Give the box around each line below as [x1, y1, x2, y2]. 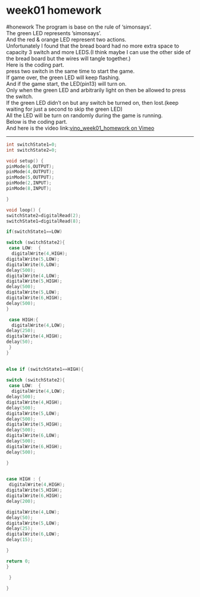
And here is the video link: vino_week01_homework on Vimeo [6, 124, 155, 132]
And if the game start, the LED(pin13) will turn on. [6, 80, 127, 87]
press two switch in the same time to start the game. [6, 67, 135, 74]
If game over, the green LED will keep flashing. [6, 74, 120, 81]
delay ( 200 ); [6, 498, 36, 504]
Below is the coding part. [6, 118, 67, 125]
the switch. [6, 93, 33, 100]
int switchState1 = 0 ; [6, 141, 58, 148]
